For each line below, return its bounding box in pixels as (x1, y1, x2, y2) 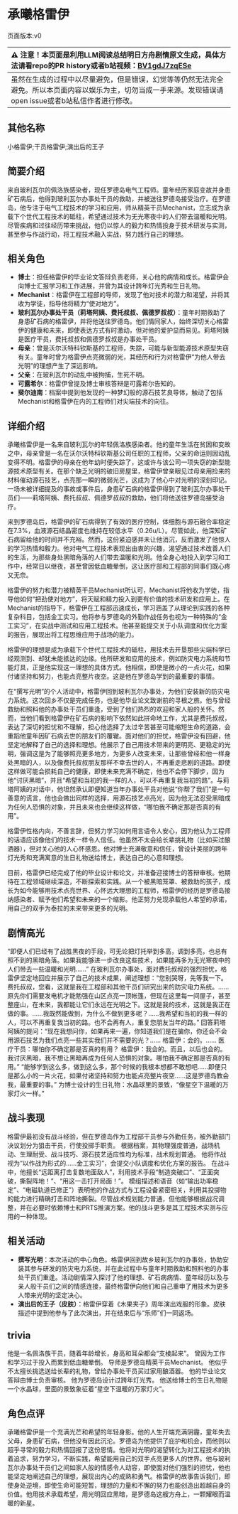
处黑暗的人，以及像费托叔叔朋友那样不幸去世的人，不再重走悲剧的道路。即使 (7, 758, 231, 767)
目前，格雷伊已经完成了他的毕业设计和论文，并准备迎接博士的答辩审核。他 (7, 869, 225, 877)
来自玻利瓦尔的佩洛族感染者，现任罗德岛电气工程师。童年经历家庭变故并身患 (7, 186, 231, 194)
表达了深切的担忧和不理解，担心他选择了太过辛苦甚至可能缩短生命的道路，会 (7, 723, 231, 731)
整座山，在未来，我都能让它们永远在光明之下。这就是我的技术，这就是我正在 (7, 1000, 231, 1009)
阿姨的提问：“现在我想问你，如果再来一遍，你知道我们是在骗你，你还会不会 (7, 1027, 228, 1035)
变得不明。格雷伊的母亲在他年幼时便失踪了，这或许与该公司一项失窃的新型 (7, 458, 225, 466)
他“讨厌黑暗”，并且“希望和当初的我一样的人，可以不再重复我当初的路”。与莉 (7, 776, 229, 785)
